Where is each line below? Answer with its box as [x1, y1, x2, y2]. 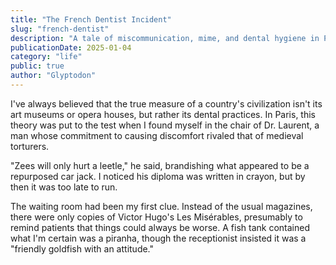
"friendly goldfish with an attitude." [10, 242, 155, 255]
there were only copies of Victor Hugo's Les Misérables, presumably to [10, 211, 303, 223]
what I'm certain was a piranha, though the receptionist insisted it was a [10, 232, 307, 244]
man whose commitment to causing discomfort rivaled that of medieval [10, 129, 304, 141]
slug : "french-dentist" [10, 24, 110, 34]
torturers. [10, 140, 50, 152]
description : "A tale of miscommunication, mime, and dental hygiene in [10, 33, 320, 43]
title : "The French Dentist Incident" [10, 14, 172, 25]
